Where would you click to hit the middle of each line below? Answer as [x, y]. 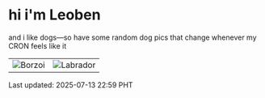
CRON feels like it [38, 45]
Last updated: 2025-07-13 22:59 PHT [71, 85]
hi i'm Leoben [55, 15]
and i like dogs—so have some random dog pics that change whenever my [132, 37]
